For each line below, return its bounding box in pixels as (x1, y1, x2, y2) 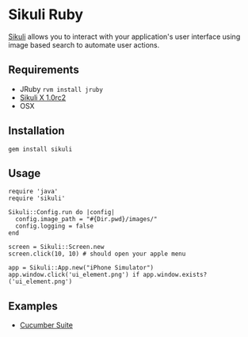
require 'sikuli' (8, 194, 66, 203)
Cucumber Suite (19, 320, 74, 330)
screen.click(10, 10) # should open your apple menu (8, 250, 186, 258)
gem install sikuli (8, 145, 73, 153)
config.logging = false (15, 222, 93, 231)
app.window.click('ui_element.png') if (8, 271, 140, 279)
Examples (8, 299, 58, 312)
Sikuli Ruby (8, 6, 84, 24)
